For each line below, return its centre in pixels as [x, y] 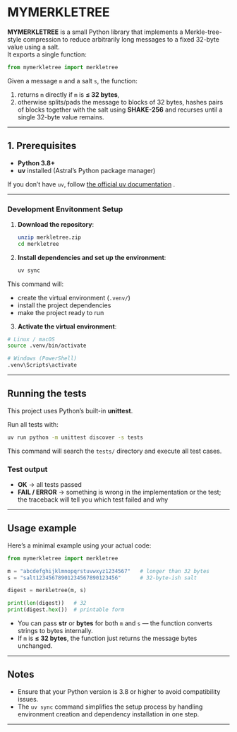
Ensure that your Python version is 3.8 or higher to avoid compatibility [119, 691]
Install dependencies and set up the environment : [92, 257]
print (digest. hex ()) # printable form [66, 610]
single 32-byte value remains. [61, 117]
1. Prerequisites [42, 146]
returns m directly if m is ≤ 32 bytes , [68, 94]
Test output [28, 469]
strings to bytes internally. [55, 631]
